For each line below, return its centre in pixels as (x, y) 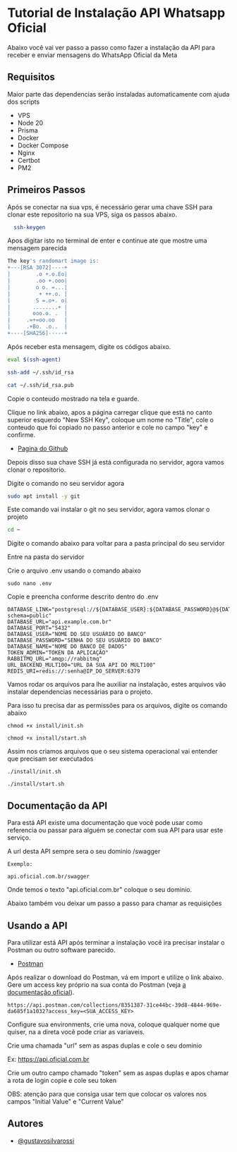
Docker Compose (43, 145)
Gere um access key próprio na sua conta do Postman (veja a (97, 984)
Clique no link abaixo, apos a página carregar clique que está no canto (110, 412)
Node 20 (30, 123)
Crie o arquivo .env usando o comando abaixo (74, 571)
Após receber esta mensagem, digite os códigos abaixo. (89, 346)
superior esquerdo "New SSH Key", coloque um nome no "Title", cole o (110, 419)
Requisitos (31, 77)
